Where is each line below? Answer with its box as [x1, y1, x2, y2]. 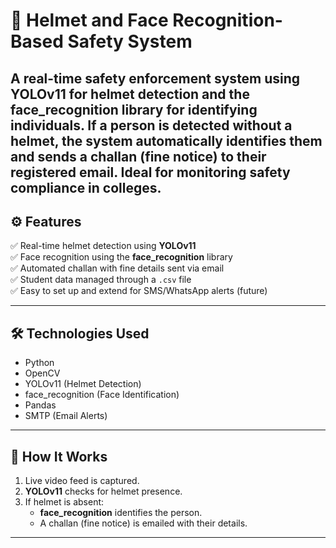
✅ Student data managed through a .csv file [10, 274, 192, 286]
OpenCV [24, 367, 61, 379]
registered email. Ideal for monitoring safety [10, 164, 291, 181]
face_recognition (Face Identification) [24, 389, 180, 401]
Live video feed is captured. [24, 475, 140, 487]
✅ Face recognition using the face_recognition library [10, 251, 233, 263]
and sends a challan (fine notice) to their [10, 148, 267, 165]
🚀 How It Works [10, 448, 108, 465]
